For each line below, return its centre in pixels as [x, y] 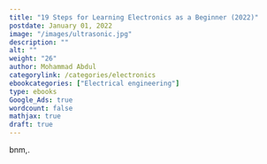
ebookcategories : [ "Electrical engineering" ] [94, 83]
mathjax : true [35, 116]
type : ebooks [33, 91]
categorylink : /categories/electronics [83, 75]
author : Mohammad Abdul [53, 67]
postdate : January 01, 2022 [61, 26]
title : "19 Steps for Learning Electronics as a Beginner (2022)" [134, 17]
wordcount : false [41, 108]
